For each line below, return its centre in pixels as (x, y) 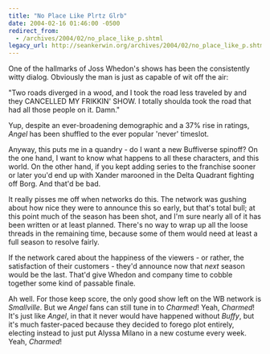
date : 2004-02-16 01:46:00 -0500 (64, 23)
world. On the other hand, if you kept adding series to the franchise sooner (132, 167)
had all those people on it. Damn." (64, 110)
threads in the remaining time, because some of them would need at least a (133, 233)
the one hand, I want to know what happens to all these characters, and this (134, 158)
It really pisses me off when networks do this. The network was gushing (127, 200)
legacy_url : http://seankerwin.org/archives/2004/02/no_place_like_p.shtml (138, 46)
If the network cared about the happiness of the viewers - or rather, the (126, 257)
